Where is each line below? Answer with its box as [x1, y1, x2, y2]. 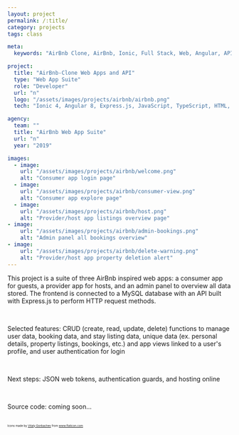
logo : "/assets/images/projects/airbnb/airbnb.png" [14, 96, 171, 103]
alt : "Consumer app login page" [20, 175, 116, 182]
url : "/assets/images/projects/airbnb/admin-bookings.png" [20, 227, 199, 235]
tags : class [7, 30, 43, 38]
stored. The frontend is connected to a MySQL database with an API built [7, 289, 222, 297]
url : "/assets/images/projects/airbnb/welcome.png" [20, 168, 176, 175]
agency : [7, 116, 31, 123]
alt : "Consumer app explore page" [20, 194, 122, 202]
